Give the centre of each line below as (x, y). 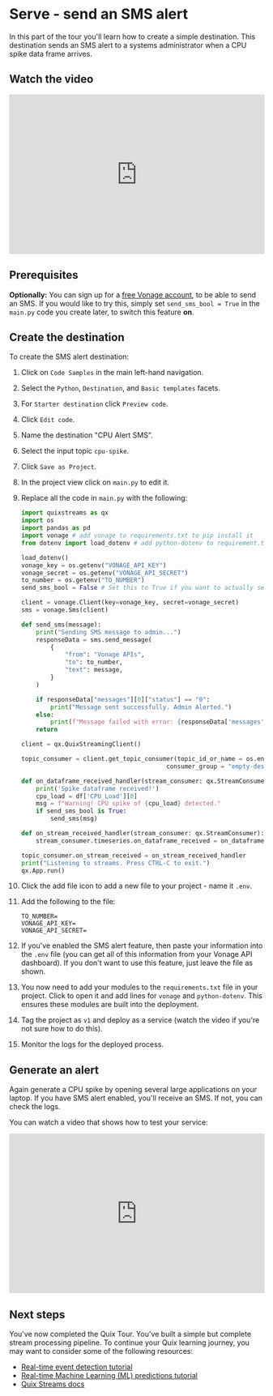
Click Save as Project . (58, 467)
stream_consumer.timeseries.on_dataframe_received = (127, 841)
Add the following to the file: (68, 902)
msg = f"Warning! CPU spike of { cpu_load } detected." (128, 804)
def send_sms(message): (61, 625)
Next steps (37, 1315)
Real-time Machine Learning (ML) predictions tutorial (109, 1375)
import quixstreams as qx (64, 513)
